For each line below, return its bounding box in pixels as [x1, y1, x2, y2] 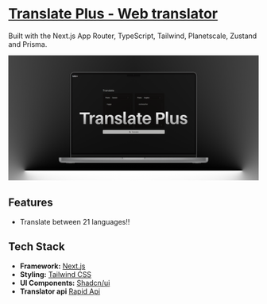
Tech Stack [8, 240, 65, 254]
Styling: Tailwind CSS [19, 269, 92, 279]
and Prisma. [8, 39, 48, 48]
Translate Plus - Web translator [8, 5, 219, 23]
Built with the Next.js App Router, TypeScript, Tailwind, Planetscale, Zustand [8, 31, 257, 40]
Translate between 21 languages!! [19, 217, 130, 226]
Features [8, 196, 53, 210]
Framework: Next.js [19, 261, 86, 271]
